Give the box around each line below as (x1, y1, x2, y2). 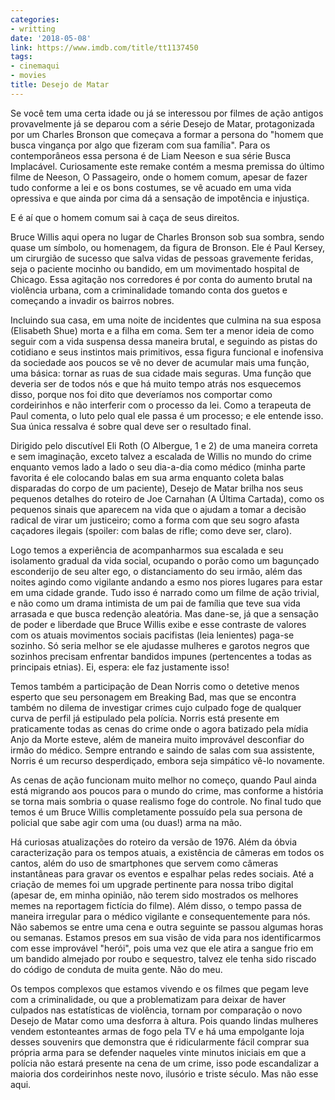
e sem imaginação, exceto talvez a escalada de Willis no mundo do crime (10, 450, 312, 462)
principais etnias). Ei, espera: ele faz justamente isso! (10, 661, 230, 673)
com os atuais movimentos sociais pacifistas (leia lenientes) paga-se (10, 629, 295, 641)
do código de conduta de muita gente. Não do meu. (10, 963, 223, 975)
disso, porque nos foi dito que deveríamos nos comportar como (10, 388, 273, 400)
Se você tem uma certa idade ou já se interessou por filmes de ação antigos (10, 107, 324, 119)
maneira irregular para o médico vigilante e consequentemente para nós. (10, 910, 311, 922)
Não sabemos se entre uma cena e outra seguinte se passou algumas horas (10, 921, 324, 933)
